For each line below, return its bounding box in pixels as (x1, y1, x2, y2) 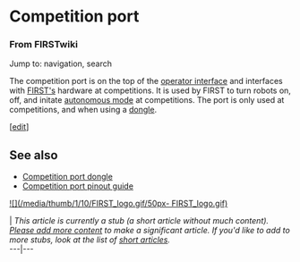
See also (9, 148, 58, 163)
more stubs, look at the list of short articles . (9, 234, 171, 245)
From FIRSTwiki (9, 38, 79, 51)
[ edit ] (9, 122, 30, 132)
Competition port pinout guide (21, 181, 134, 191)
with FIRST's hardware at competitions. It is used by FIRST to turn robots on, (9, 85, 291, 96)
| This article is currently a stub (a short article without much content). (9, 216, 270, 226)
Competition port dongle (21, 172, 114, 182)
